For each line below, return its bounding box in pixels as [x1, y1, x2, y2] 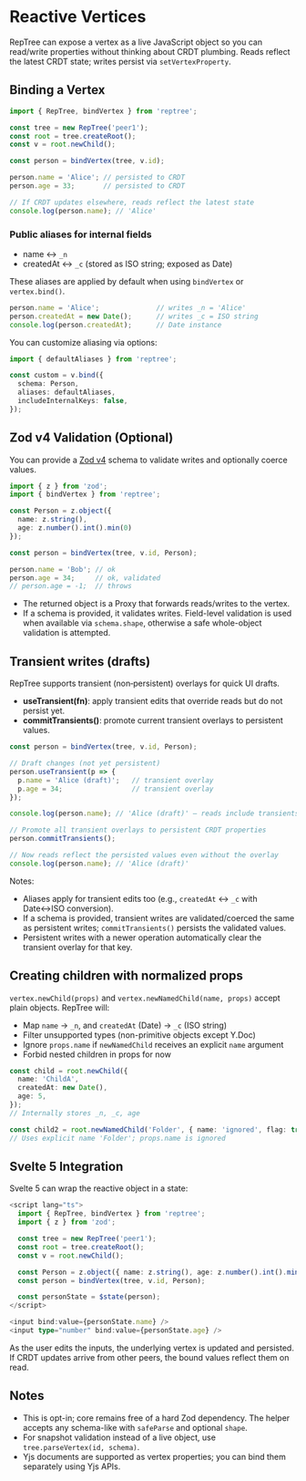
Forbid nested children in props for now [22, 1049, 171, 1060]
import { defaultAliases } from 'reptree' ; [9, 354, 178, 364]
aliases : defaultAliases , [17, 388, 117, 398]
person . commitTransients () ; [9, 834, 117, 844]
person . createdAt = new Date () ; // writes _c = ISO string [9, 312, 259, 321]
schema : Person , [17, 379, 79, 388]
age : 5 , [17, 1092, 47, 1101]
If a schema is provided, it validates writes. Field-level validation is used [22, 608, 292, 619]
